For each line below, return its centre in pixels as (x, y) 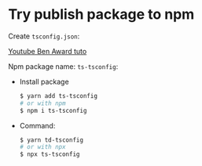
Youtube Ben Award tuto (48, 51)
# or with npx (42, 147)
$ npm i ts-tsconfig (53, 110)
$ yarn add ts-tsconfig (59, 96)
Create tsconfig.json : (44, 36)
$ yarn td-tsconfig (51, 140)
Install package (44, 81)
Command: (37, 125)
